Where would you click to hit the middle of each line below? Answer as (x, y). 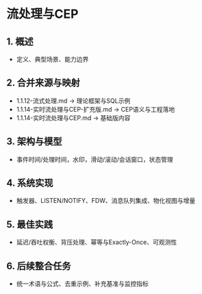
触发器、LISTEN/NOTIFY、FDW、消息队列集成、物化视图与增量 (106, 201)
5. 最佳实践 (29, 224)
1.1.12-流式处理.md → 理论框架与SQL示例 (73, 101)
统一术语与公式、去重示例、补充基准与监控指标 (82, 284)
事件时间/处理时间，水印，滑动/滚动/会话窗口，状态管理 (94, 159)
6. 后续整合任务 (39, 266)
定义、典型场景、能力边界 (52, 59)
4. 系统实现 (30, 183)
